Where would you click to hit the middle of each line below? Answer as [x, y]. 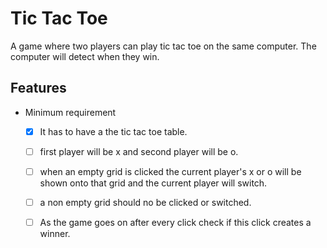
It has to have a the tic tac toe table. [113, 131]
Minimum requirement [70, 112]
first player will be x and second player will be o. [139, 151]
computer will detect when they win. [85, 56]
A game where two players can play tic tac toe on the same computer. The [163, 46]
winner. [55, 234]
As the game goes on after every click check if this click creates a [175, 222]
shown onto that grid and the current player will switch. [153, 183]
